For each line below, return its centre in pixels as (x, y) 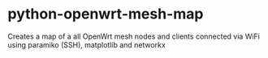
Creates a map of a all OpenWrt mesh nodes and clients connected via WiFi (134, 36)
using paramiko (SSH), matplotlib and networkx (86, 44)
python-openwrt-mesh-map (106, 14)
